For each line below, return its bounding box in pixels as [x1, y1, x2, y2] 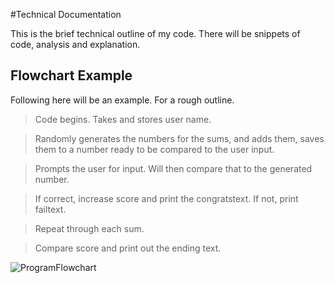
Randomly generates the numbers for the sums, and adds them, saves [34, 132, 325, 144]
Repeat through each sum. [34, 222, 145, 234]
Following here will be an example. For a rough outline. [10, 94, 235, 106]
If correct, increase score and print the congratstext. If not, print [34, 192, 299, 204]
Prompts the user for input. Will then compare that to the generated [34, 162, 313, 174]
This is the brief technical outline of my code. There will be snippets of [10, 28, 301, 39]
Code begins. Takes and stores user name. [34, 113, 212, 125]
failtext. [34, 203, 67, 215]
